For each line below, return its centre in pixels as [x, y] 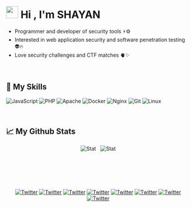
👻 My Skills [26, 87]
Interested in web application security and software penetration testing [100, 39]
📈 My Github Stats [41, 132]
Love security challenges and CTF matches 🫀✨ [72, 55]
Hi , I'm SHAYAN [60, 15]
